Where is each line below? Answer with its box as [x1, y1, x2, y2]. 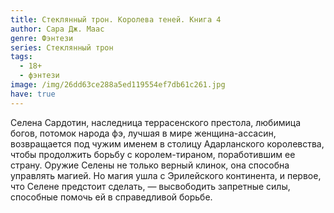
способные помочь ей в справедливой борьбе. [10, 191, 213, 203]
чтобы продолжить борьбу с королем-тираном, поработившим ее [10, 148, 296, 160]
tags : [10, 52, 33, 62]
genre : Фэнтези [10, 33, 74, 43]
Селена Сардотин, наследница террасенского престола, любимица [10, 116, 301, 128]
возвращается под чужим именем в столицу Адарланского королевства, [10, 137, 325, 150]
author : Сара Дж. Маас [10, 24, 105, 34]
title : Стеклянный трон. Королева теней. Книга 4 [10, 14, 222, 25]
